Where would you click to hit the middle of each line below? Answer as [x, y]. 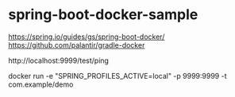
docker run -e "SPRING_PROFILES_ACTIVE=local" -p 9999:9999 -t [118, 76]
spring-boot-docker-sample [103, 15]
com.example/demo [41, 84]
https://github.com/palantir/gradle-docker [77, 45]
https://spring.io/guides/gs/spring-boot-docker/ [87, 37]
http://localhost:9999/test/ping [59, 60]
